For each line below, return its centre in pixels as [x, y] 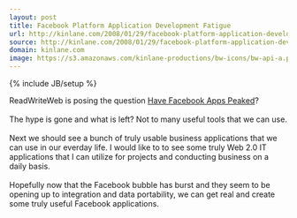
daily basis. [30, 166]
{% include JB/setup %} [53, 83]
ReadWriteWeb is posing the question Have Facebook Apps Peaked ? [134, 101]
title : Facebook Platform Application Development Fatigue [120, 26]
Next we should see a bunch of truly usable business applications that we [143, 138]
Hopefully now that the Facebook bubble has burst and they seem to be [140, 185]
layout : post [33, 17]
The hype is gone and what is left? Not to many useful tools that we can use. [148, 119]
